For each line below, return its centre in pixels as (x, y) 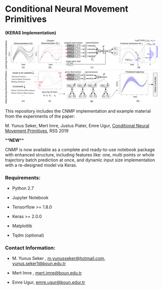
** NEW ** (15, 140)
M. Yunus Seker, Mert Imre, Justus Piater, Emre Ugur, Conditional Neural (77, 125)
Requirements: (23, 177)
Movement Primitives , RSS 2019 (37, 131)
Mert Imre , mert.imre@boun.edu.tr (47, 273)
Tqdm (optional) (28, 235)
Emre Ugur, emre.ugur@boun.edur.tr (49, 282)
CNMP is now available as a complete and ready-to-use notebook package (80, 150)
